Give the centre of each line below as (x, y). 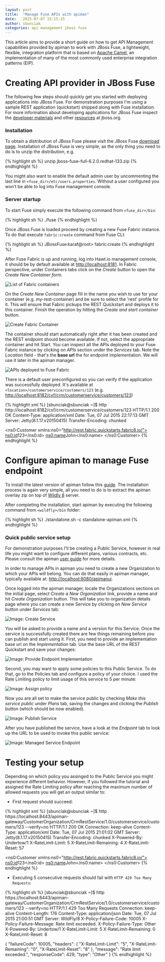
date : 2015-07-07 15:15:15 (35, 19)
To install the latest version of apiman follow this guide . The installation (77, 484)
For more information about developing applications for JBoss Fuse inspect (81, 113)
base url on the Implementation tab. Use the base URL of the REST (73, 644)
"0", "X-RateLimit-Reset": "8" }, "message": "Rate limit (86, 949)
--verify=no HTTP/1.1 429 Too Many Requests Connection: (84, 908)
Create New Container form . (34, 275)
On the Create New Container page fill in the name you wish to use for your (82, 294)
